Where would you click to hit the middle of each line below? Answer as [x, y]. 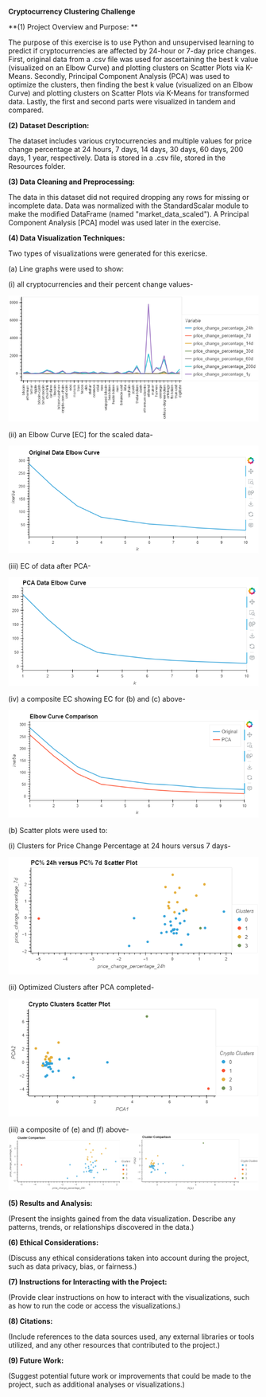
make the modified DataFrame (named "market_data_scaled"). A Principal [129, 214]
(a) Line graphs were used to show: [66, 269]
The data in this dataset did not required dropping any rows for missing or [129, 197]
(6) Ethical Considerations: [54, 1242]
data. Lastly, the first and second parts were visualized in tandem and [122, 102]
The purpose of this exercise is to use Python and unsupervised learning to [131, 42]
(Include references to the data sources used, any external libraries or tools [131, 1336]
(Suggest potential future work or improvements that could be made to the [130, 1375]
